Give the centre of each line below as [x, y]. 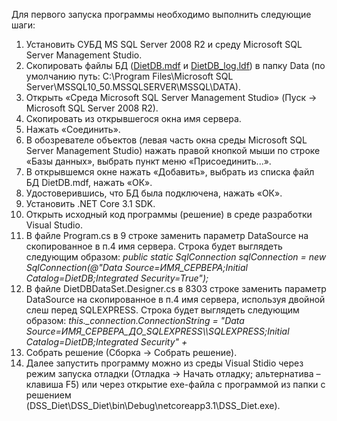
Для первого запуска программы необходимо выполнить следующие [161, 14]
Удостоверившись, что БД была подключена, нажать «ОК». [154, 193]
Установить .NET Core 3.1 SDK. [90, 203]
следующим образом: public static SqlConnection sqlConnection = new [176, 257]
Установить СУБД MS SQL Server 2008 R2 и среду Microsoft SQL [164, 44]
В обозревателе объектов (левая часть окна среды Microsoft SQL [166, 140]
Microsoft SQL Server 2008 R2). [92, 108]
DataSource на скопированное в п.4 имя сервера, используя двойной [175, 299]
